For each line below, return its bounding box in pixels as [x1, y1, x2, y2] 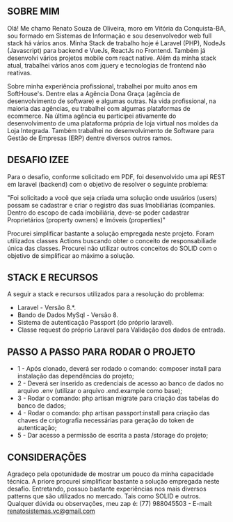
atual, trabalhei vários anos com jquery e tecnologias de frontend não [7, 61, 207, 69]
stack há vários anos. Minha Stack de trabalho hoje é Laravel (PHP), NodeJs [7, 38, 226, 47]
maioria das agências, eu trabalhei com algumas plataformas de [7, 104, 191, 112]
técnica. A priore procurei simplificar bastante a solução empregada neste [7, 477, 220, 486]
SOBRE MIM [7, 6, 61, 17]
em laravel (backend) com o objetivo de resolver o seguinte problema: [7, 180, 209, 188]
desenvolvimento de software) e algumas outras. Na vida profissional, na [7, 97, 217, 105]
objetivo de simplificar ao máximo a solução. [7, 251, 135, 260]
